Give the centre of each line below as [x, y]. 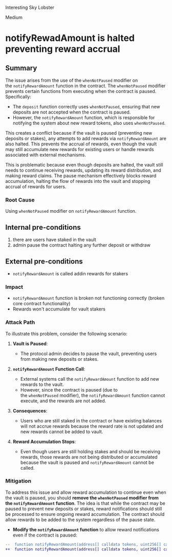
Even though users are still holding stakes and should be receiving [90, 451]
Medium [14, 17]
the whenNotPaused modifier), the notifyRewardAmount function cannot [93, 395]
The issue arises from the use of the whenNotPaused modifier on [72, 80]
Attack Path [20, 322]
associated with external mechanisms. [46, 155]
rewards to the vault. [42, 384]
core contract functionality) [41, 304]
